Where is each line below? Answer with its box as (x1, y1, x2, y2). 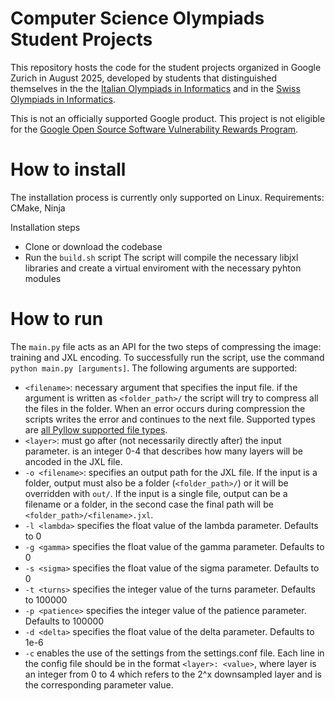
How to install (10, 158, 127, 181)
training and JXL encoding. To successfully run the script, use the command (10, 351, 325, 363)
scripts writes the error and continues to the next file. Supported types (24, 413, 316, 425)
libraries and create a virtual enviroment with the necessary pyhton (24, 262, 302, 274)
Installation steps (10, 221, 81, 233)
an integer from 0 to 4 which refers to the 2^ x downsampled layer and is (24, 668, 322, 680)
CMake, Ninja (10, 202, 66, 214)
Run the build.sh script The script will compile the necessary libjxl (24, 251, 299, 263)
